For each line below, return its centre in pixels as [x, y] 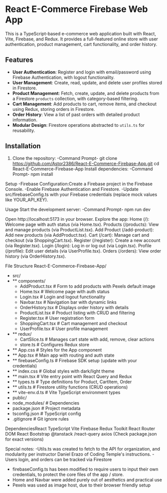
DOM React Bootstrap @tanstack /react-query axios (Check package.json [81, 434]
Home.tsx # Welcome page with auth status [65, 291]
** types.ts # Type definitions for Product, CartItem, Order [72, 382]
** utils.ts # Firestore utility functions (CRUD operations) [70, 387]
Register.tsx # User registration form [57, 318]
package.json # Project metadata [46, 408]
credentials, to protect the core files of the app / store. [68, 474]
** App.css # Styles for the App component [57, 350]
